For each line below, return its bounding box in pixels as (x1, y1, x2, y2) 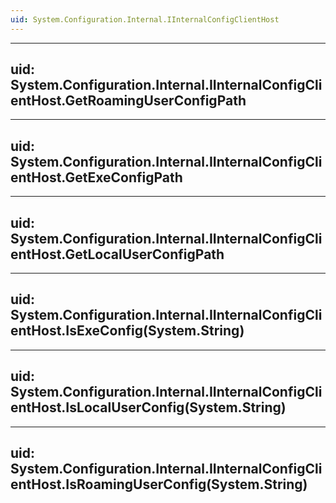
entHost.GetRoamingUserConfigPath (10, 92, 247, 110)
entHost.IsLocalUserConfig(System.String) (10, 399, 287, 416)
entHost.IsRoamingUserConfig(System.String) (10, 476, 308, 493)
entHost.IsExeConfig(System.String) (10, 322, 245, 340)
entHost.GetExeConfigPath (10, 169, 183, 186)
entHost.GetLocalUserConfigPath (10, 246, 225, 263)
